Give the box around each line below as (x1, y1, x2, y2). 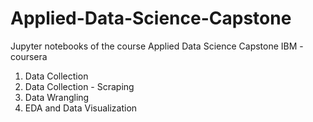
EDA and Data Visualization (24, 102, 138, 114)
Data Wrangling (24, 91, 90, 103)
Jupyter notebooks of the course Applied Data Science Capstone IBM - (10, 40, 304, 52)
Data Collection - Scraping (24, 80, 135, 92)
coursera (10, 50, 48, 62)
